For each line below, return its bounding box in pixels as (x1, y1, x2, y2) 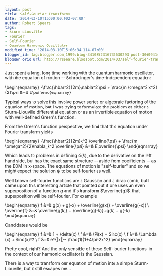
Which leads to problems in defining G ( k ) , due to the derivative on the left (5, 153, 152, 159)
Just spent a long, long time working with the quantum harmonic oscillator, (5, 70, 154, 76)
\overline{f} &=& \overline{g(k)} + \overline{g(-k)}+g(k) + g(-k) (5, 208, 130, 214)
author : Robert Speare (5, 20, 51, 26)
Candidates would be (5, 222, 48, 228)
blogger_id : (5, 52, 29, 57)
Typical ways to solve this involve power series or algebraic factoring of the (5, 99, 156, 105)
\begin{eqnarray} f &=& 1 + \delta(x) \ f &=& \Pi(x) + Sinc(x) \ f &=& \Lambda (5, 231, 157, 237)
